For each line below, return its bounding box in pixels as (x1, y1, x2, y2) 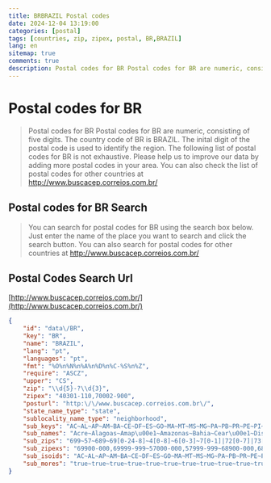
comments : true (8, 57, 60, 65)
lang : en (8, 42, 38, 50)
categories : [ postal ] (8, 27, 81, 35)
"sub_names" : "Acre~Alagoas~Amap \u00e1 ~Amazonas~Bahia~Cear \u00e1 (23, 430, 251, 438)
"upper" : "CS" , (23, 377, 74, 385)
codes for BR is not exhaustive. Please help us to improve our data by (27, 151, 260, 162)
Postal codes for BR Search (8, 201, 148, 215)
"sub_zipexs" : (23, 445, 70, 453)
